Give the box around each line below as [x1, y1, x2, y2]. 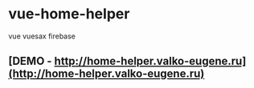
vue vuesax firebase [8, 31, 76, 41]
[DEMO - [8, 54, 52, 68]
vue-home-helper [8, 5, 130, 23]
